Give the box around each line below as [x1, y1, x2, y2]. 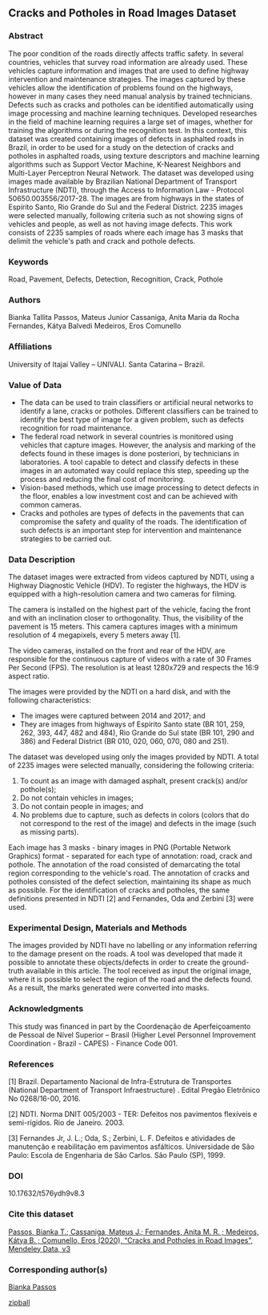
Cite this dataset [8, 1208, 74, 1220]
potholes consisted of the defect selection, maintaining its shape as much [8, 877, 251, 887]
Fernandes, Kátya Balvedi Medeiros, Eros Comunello [8, 321, 182, 331]
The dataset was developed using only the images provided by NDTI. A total [8, 752, 259, 762]
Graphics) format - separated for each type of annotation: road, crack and [8, 852, 253, 861]
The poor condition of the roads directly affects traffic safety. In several [8, 48, 244, 59]
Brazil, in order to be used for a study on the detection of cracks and [8, 142, 234, 152]
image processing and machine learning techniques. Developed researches [8, 108, 258, 118]
